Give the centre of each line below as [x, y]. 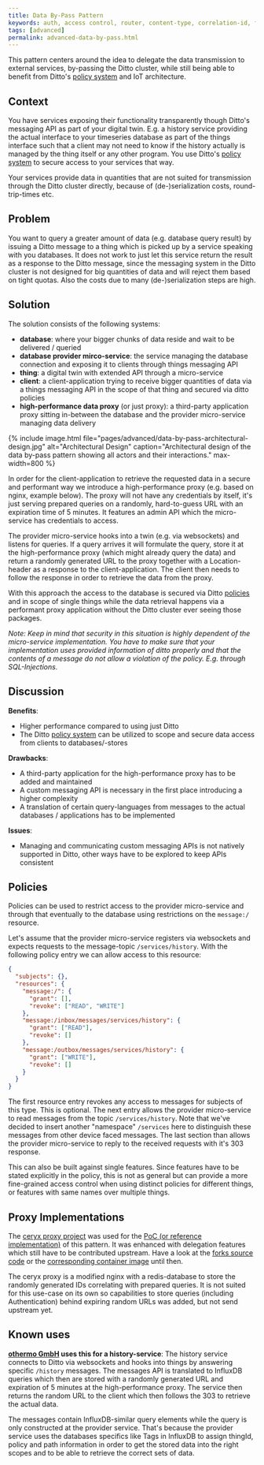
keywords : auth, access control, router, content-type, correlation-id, [130, 23]
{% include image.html [45, 438]
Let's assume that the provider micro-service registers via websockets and [130, 938]
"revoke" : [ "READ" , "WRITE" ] [77, 1006]
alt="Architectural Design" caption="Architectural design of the [149, 446]
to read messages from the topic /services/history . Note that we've [119, 1118]
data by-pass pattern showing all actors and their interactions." [110, 455]
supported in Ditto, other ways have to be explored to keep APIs [123, 854]
